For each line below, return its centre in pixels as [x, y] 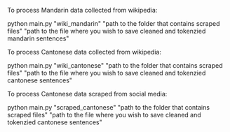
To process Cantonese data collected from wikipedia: [84, 52]
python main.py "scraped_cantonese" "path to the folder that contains [109, 107]
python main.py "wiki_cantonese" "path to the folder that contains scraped [115, 65]
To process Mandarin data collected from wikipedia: [82, 10]
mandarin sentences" [38, 38]
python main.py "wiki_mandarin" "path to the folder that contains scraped [114, 23]
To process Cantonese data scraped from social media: [87, 94]
